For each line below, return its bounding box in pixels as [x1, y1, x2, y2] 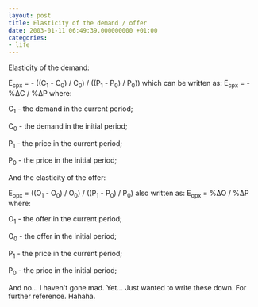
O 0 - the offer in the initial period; [8, 231, 117, 243]
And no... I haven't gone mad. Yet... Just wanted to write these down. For [8, 283, 247, 293]
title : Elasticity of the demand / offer [8, 19, 148, 27]
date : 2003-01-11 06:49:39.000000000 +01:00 [8, 26, 158, 34]
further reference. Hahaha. [8, 291, 96, 301]
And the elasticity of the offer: [8, 173, 106, 182]
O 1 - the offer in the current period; [8, 213, 122, 225]
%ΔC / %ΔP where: [8, 88, 72, 98]
